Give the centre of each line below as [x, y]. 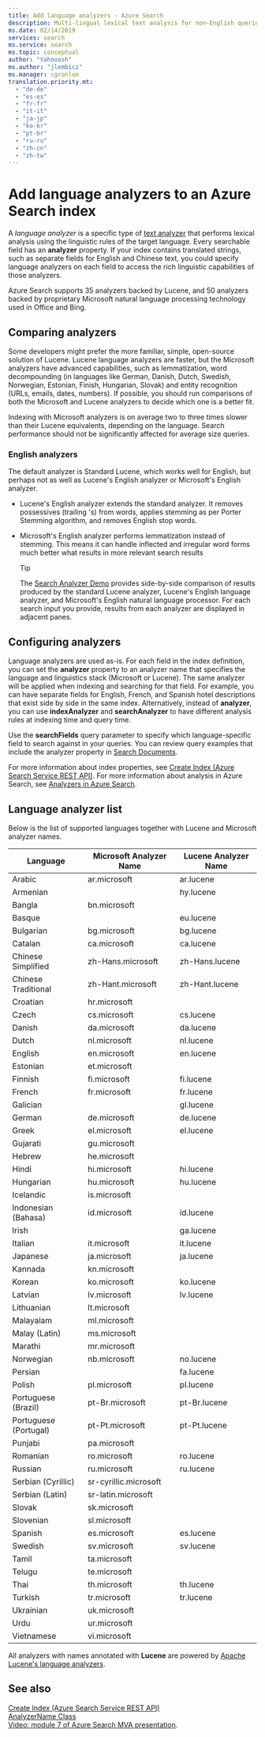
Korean [26, 1281]
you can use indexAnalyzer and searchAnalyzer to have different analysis [130, 711]
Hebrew [27, 1156]
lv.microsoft [110, 1295]
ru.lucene [197, 1469]
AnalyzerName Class [42, 1716]
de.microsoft [111, 1117]
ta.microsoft [110, 1558]
